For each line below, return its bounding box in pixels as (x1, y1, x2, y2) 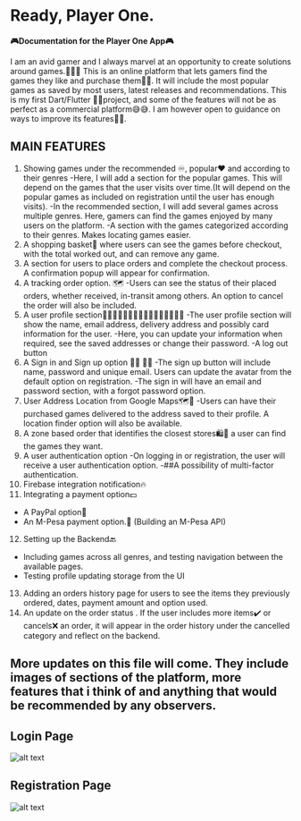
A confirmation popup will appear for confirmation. (22, 267, 210, 278)
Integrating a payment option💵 (22, 488, 138, 499)
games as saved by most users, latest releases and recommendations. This (10, 84, 287, 95)
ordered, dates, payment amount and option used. (22, 597, 208, 608)
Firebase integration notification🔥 (22, 478, 146, 489)
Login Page (10, 728, 74, 743)
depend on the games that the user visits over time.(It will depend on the (22, 182, 291, 192)
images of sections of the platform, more (10, 670, 242, 685)
